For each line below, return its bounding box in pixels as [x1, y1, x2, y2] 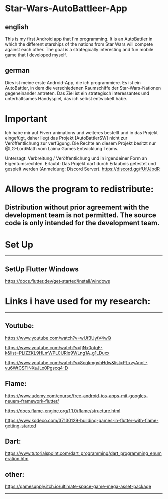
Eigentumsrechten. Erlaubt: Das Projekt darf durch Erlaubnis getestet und [5, 160, 156, 166]
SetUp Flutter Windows [5, 265, 79, 273]
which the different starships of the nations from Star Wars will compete [5, 41, 153, 47]
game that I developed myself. [5, 52, 67, 58]
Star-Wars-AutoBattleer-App [5, 3, 127, 14]
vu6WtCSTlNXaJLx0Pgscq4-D [5, 365, 68, 371]
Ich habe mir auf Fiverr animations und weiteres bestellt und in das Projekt [5, 129, 158, 135]
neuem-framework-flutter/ [5, 398, 59, 404]
